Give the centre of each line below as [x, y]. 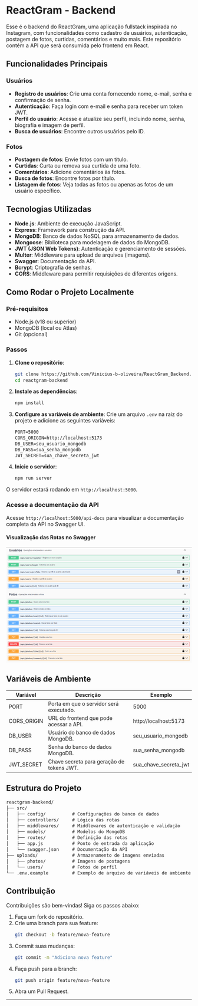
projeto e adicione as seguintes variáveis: [65, 421]
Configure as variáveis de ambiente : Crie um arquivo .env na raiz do [98, 414]
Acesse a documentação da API [52, 505]
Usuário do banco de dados [82, 733]
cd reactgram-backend [41, 380]
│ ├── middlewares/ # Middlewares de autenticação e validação [93, 826]
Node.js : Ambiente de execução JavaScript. [68, 223]
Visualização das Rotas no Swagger [51, 538]
